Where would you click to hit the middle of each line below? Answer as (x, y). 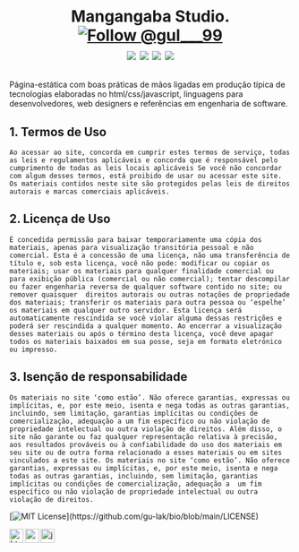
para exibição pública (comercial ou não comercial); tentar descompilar (150, 279)
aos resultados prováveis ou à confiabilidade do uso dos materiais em (145, 444)
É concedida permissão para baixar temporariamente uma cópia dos (136, 239)
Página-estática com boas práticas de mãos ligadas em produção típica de (147, 85)
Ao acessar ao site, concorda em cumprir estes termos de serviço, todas (150, 152)
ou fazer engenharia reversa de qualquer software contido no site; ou (145, 287)
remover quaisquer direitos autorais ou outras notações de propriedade (150, 294)
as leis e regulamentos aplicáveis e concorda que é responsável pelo (144, 160)
